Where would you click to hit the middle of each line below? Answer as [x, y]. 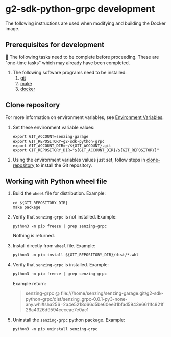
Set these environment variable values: [54, 127]
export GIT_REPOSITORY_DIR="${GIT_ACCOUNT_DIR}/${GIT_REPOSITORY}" [86, 150]
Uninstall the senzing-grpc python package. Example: [69, 320]
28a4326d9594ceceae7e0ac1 [57, 310]
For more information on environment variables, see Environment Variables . [85, 117]
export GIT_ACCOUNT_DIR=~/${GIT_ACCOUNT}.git [62, 146]
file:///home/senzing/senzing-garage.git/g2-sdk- [112, 293]
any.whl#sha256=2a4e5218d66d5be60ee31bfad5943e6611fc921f [95, 304]
